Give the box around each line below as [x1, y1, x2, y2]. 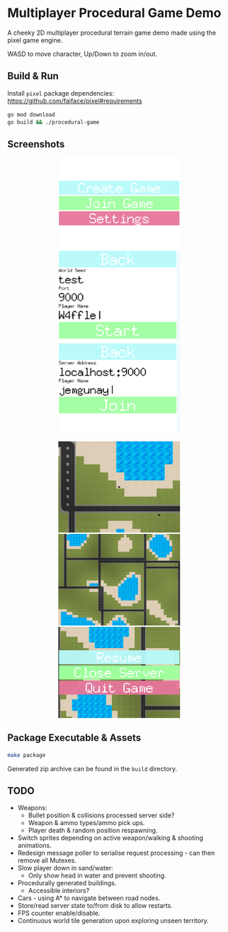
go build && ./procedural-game [7, 118, 100, 125]
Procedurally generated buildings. [17, 879, 117, 887]
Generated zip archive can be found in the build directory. [7, 764, 178, 773]
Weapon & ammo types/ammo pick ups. [28, 819, 145, 827]
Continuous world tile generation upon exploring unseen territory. [17, 916, 209, 925]
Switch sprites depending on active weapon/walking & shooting [17, 834, 204, 842]
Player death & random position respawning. [28, 826, 158, 835]
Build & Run [7, 70, 59, 82]
